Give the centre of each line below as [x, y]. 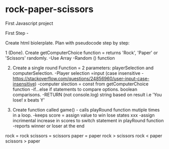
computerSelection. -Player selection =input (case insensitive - [78, 73]
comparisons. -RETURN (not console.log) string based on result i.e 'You [87, 94]
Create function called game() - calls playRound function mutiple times [86, 110]
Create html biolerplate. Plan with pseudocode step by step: [67, 43]
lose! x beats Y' [29, 100]
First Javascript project [29, 23]
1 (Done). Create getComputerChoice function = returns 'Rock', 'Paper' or [81, 53]
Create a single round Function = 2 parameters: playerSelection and [83, 68]
